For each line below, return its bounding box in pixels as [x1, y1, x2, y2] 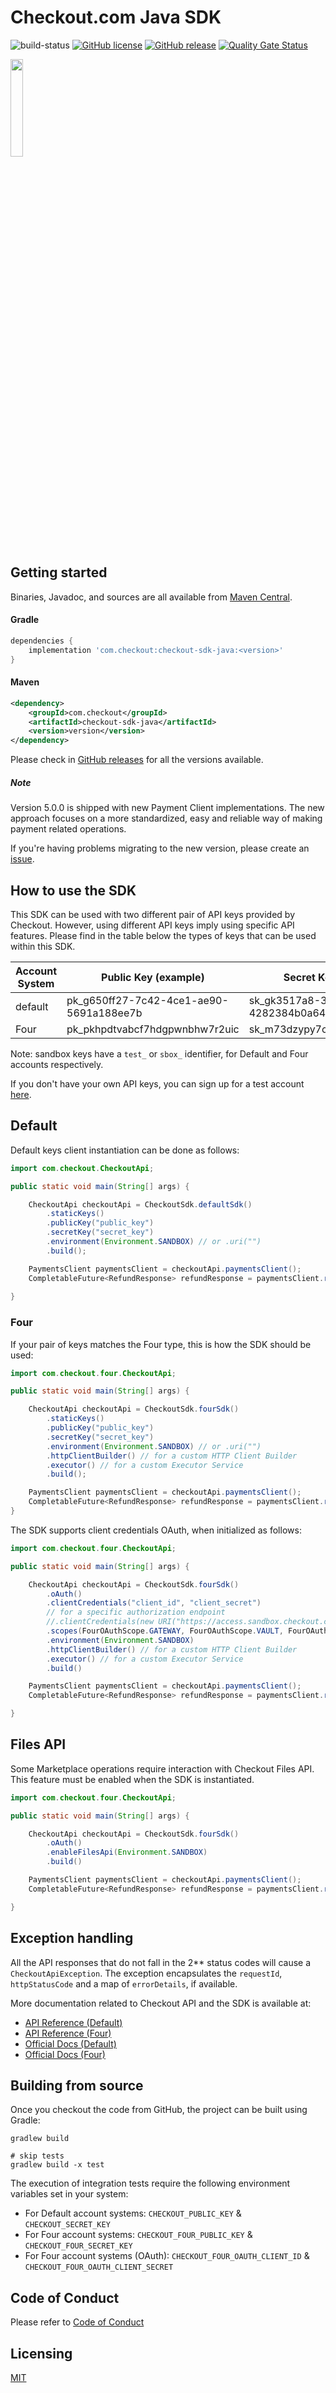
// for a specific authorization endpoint [46, 1607, 226, 1618]
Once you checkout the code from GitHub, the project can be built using [10, 2104, 308, 2116]
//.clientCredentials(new [46, 1617, 155, 1627]
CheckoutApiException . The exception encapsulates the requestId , [10, 1967, 283, 1979]
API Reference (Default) [24, 2016, 123, 2028]
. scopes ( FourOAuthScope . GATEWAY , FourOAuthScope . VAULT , [46, 1626, 284, 1636]
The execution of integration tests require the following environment [10, 2177, 291, 2190]
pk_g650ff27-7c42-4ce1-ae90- [66, 993, 229, 1007]
